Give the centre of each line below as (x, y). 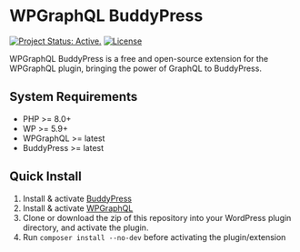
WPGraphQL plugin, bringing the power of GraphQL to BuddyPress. (135, 68)
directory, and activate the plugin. (85, 227)
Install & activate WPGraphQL (78, 208)
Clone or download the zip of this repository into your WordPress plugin (157, 217)
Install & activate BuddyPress (77, 198)
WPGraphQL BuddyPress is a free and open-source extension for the (139, 58)
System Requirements (74, 97)
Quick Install (45, 177)
